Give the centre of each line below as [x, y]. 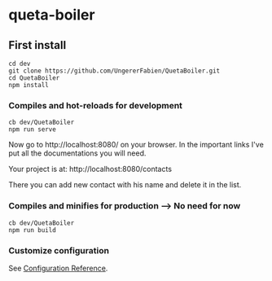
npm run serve [33, 130]
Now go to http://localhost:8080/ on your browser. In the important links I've [136, 145]
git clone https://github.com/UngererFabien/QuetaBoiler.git [114, 71]
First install [37, 45]
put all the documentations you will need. [77, 153]
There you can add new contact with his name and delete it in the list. [125, 185]
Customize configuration [59, 250]
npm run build [33, 230]
